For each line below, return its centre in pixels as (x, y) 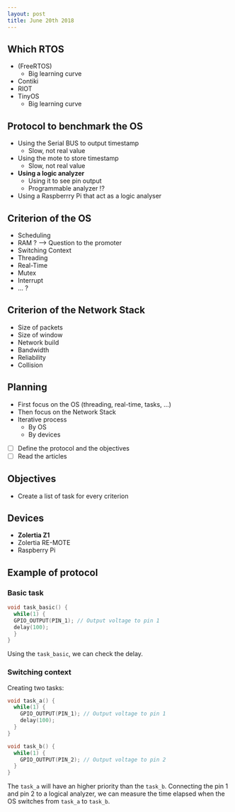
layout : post (27, 14)
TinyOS (28, 96)
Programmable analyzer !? (66, 188)
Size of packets (40, 327)
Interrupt (30, 280)
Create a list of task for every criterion (73, 496)
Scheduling (34, 235)
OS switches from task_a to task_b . (59, 801)
